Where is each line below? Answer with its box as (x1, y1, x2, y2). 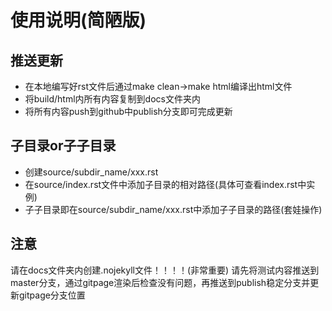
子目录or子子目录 (10, 137, 117, 155)
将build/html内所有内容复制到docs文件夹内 (24, 93, 201, 105)
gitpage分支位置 (18, 289, 86, 301)
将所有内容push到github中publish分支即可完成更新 (24, 106, 233, 117)
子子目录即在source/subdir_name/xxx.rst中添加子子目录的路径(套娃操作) (24, 203, 323, 215)
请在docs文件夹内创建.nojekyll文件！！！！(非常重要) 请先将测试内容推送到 (10, 264, 320, 276)
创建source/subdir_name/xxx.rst (24, 166, 159, 178)
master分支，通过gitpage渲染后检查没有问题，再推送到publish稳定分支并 (10, 276, 311, 288)
